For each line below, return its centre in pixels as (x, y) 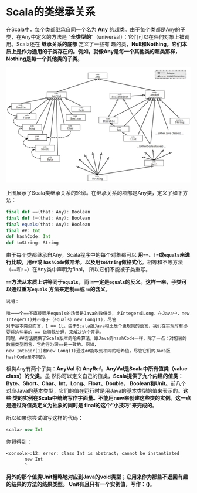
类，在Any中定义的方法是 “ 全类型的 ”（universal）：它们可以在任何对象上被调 (98, 36)
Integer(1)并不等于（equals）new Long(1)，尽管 (61, 320)
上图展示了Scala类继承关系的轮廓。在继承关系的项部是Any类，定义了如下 (94, 193)
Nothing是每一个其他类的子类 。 (45, 59)
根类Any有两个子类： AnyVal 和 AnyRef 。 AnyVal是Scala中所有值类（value (97, 369)
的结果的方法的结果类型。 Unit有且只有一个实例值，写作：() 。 (81, 484)
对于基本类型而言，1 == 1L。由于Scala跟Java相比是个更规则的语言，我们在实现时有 (95, 326)
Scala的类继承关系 (51, 12)
